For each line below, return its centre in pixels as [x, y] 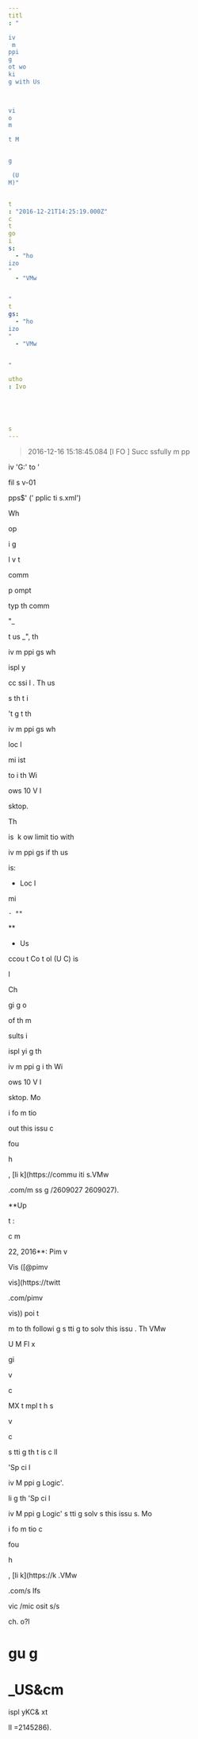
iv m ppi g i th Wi [36, 1066]
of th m [20, 1020]
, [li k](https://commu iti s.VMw [59, 1174]
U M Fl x [22, 1344]
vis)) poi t [24, 1313]
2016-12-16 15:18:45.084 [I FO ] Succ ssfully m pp [109, 451]
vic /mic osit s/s [34, 1606]
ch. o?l [19, 1621]
